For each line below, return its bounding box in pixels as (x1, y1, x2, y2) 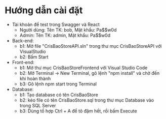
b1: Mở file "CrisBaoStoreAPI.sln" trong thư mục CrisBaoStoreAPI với (19, 43, 162, 49)
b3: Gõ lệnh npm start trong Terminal (19, 81, 97, 87)
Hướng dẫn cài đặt (5, 5, 83, 16)
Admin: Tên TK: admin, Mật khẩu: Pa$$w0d (19, 32, 111, 38)
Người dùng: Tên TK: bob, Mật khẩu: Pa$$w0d (19, 26, 117, 33)
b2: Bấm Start (19, 53, 49, 60)
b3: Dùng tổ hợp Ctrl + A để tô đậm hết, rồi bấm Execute (19, 108, 137, 114)
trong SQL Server (19, 102, 56, 108)
